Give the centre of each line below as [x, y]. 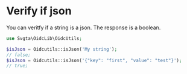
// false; [19, 55]
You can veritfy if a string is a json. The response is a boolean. [84, 27]
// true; [17, 66]
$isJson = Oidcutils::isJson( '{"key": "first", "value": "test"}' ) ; [94, 60]
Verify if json [39, 11]
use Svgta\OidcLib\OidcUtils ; [44, 38]
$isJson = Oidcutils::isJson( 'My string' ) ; [62, 49]
